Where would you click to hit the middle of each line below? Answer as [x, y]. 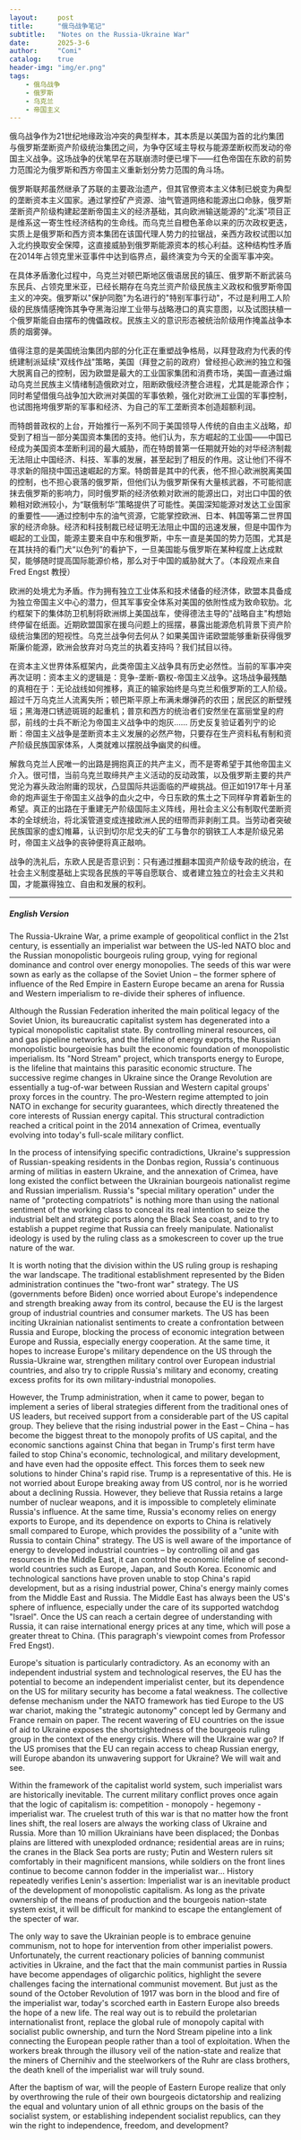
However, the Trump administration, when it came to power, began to [137, 1397]
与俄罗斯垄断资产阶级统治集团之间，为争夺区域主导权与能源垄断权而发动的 [146, 147]
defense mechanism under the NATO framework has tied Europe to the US [147, 1701]
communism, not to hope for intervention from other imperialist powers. [141, 1946]
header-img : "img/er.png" [57, 68]
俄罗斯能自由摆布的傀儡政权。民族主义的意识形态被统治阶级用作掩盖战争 [150, 321]
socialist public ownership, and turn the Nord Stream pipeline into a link [141, 2032]
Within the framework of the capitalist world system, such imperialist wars [146, 1785]
